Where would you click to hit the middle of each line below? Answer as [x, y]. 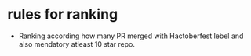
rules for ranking [63, 14]
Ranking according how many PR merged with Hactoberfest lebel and [131, 36]
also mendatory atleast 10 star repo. [76, 44]
